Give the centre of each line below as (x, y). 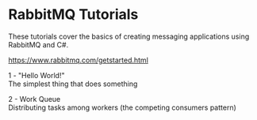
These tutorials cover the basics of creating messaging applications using (129, 36)
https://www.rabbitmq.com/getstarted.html (79, 60)
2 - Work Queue (35, 99)
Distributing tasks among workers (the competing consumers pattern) (122, 107)
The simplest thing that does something (73, 84)
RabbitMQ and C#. (38, 44)
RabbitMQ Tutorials (73, 15)
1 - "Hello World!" (36, 75)
